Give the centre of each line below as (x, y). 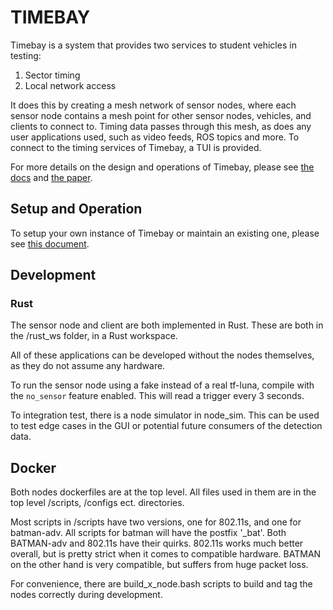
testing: (26, 55)
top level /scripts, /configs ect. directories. (97, 503)
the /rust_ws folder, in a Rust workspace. (94, 336)
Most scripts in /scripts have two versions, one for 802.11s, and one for (156, 522)
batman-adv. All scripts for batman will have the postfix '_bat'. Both (148, 533)
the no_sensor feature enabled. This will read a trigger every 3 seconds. (157, 396)
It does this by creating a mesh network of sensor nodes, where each (153, 105)
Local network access (70, 85)
